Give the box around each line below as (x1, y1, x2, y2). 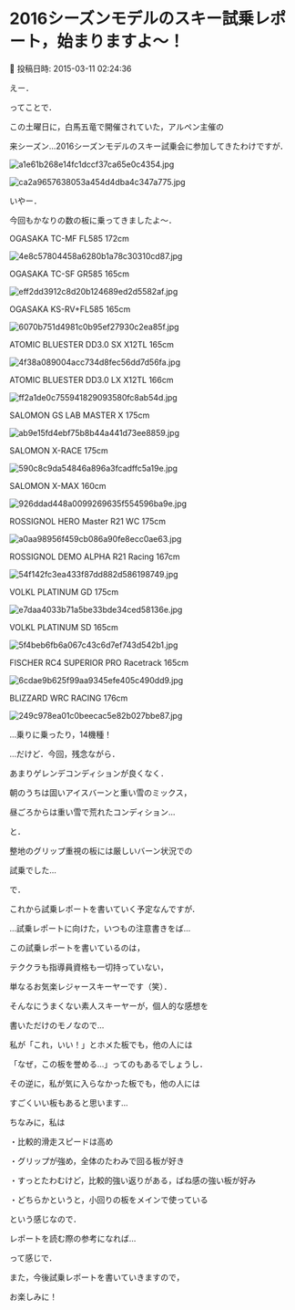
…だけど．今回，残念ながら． (9, 748, 120, 759)
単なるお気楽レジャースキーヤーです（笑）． (9, 981, 172, 992)
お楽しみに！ (9, 1291, 57, 1302)
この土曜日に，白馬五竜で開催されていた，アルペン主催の (9, 120, 225, 132)
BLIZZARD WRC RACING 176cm (9, 692, 128, 703)
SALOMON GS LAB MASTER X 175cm (9, 410, 150, 421)
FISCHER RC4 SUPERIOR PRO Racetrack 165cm (9, 657, 189, 668)
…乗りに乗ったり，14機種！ (9, 729, 112, 740)
